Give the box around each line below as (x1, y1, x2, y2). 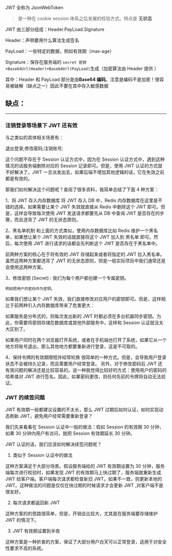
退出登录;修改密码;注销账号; (5, 145, 63, 151)
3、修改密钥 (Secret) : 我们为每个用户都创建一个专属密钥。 (5, 275, 129, 281)
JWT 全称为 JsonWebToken (5, 5, 63, 10)
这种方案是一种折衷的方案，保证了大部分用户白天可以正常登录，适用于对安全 (5, 539, 167, 545)
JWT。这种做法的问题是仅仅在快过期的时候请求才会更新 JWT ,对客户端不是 (5, 482, 164, 489)
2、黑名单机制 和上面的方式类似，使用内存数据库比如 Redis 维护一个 (5, 227, 149, 234)
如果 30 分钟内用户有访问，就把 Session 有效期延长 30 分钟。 (5, 430, 135, 436)
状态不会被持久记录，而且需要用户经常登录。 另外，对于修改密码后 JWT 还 (5, 361, 163, 367)
